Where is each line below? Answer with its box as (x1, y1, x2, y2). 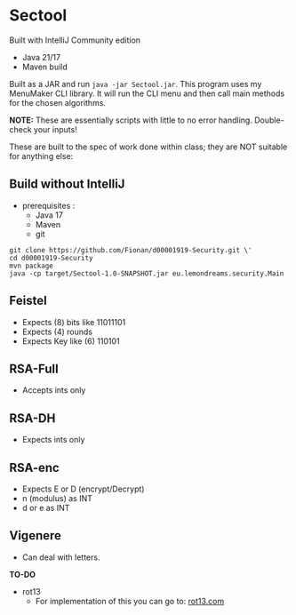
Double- (254, 115, 284, 125)
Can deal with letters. (21, 552, 100, 563)
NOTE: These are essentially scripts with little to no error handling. (9, 115, 253, 125)
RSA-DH (9, 411, 56, 426)
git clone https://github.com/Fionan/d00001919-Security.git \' (9, 245, 252, 254)
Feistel (9, 293, 47, 308)
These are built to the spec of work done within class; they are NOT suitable (9, 141, 288, 152)
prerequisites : (21, 200, 76, 211)
